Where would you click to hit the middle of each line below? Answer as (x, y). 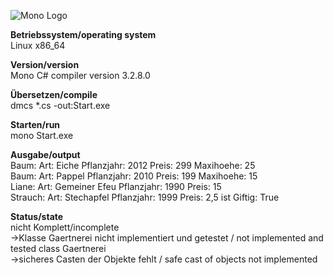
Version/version (45, 64)
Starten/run (35, 124)
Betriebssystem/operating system (83, 34)
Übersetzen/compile (54, 94)
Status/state (37, 216)
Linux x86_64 (38, 45)
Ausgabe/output (45, 154)
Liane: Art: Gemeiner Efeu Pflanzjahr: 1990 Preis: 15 (116, 186)
